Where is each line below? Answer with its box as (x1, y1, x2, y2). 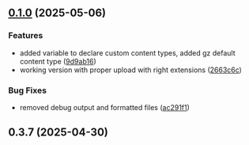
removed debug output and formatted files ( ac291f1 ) (19, 102, 190, 112)
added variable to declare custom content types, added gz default (19, 48, 236, 58)
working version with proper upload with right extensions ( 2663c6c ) (19, 65, 243, 74)
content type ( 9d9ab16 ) (19, 56, 96, 66)
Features (8, 30, 43, 41)
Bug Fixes (8, 85, 47, 96)
